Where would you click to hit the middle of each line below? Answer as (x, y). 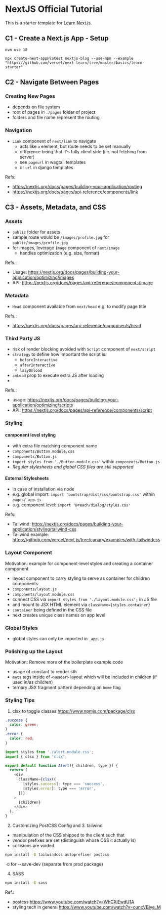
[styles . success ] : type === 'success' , (64, 784)
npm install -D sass (26, 883)
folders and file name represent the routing (56, 118)
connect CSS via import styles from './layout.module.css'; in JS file (84, 599)
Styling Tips (20, 700)
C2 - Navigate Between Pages (52, 82)
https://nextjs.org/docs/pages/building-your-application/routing (77, 186)
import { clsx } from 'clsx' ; (36, 757)
